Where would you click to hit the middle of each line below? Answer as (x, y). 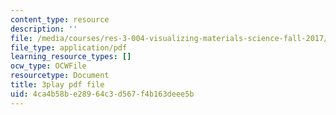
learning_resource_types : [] (71, 57)
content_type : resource (60, 19)
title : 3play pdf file (57, 85)
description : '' (44, 29)
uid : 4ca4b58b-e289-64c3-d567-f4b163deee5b (102, 94)
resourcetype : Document (60, 76)
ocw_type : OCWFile (48, 66)
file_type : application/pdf (69, 47)
